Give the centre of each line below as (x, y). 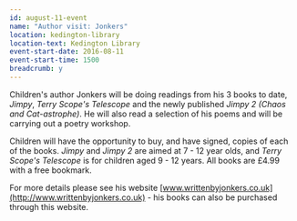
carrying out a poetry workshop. (70, 123)
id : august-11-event (49, 18)
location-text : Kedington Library (75, 43)
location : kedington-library (65, 35)
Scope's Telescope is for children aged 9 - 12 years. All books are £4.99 (145, 160)
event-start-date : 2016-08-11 (67, 52)
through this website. (49, 206)
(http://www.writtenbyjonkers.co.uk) (77, 197)
